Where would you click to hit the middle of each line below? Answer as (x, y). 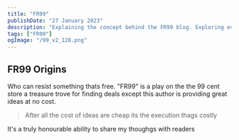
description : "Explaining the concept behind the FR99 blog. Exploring (116, 27)
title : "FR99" (28, 14)
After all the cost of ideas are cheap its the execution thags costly (121, 115)
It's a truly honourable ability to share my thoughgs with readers (101, 129)
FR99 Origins (37, 69)
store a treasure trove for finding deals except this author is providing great (117, 94)
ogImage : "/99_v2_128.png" (47, 41)
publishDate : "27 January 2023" (55, 21)
